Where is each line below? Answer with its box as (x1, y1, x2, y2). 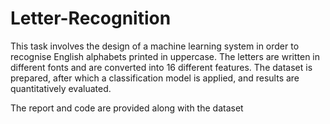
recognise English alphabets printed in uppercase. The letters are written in (10, 50, 321, 62)
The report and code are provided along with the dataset (10, 102, 244, 114)
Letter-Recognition (10, 7, 172, 30)
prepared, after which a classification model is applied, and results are (10, 72, 300, 84)
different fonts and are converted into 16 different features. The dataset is (10, 61, 313, 73)
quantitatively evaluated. (10, 82, 112, 94)
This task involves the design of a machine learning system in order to (10, 40, 300, 52)
